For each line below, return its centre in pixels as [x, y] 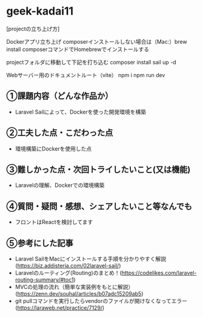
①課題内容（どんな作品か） [60, 96]
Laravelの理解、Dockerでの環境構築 [60, 185]
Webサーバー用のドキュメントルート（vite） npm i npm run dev [86, 75]
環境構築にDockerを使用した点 [53, 148]
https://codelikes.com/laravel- [159, 273]
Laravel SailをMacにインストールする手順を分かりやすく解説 [91, 259]
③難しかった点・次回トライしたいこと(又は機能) [98, 169]
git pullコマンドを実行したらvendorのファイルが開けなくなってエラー [101, 301]
